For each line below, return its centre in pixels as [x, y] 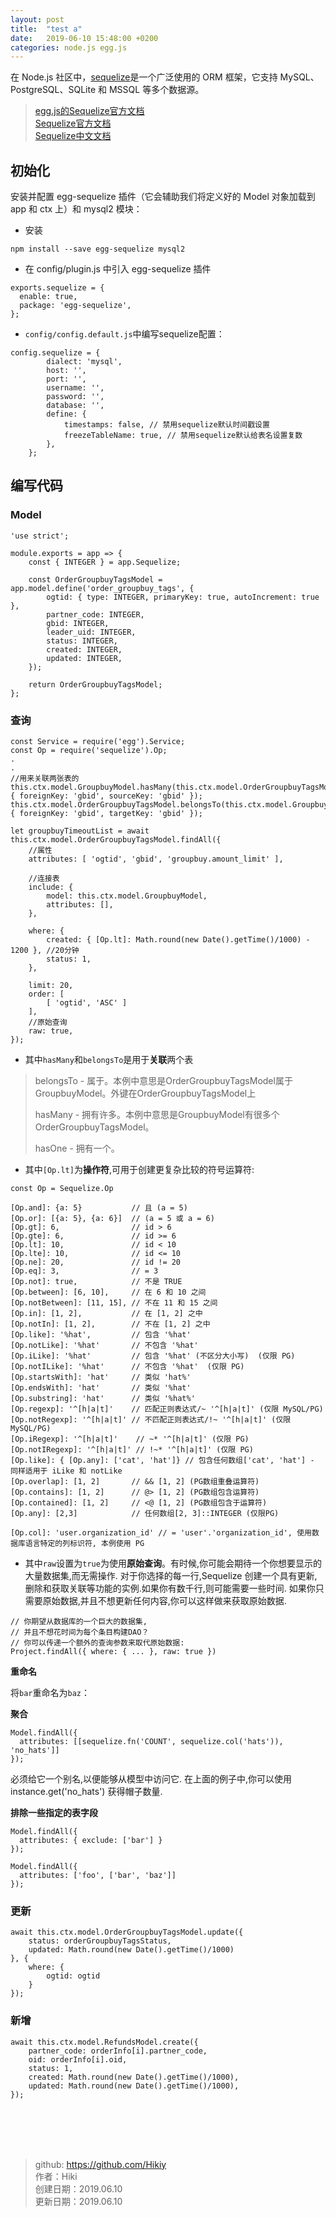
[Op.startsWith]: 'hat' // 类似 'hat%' [101, 1377]
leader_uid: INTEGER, [91, 632]
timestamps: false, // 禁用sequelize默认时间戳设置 [166, 425]
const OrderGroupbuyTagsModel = [95, 579]
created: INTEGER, [84, 649]
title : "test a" [46, 29]
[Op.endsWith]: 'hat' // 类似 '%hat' [101, 1388]
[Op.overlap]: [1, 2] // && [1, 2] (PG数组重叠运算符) [135, 1482]
